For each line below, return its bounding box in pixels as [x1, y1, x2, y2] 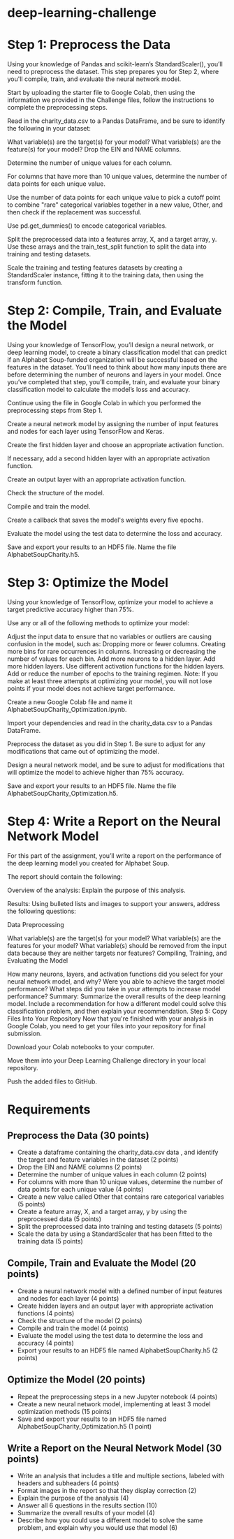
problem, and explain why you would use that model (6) [17, 1524, 178, 1532]
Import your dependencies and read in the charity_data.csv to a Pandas [7, 719, 213, 727]
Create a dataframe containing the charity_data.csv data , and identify [17, 1148, 219, 1156]
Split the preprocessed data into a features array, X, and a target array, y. [7, 235, 217, 244]
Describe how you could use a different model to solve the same [17, 1516, 203, 1524]
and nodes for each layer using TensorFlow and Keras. [7, 428, 165, 436]
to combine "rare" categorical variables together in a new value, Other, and [7, 200, 224, 209]
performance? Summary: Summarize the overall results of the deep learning [7, 992, 226, 1000]
